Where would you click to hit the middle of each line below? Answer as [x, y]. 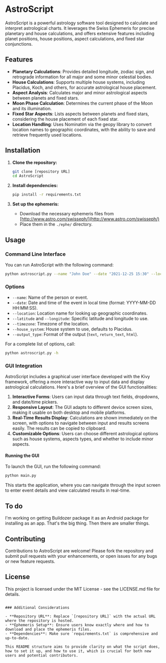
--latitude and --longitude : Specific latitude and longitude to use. [80, 319]
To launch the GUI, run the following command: [53, 466]
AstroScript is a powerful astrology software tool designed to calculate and [81, 23]
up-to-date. [17, 638]
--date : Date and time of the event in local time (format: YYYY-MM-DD [84, 303]
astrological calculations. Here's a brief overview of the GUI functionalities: [81, 387]
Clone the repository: [35, 162]
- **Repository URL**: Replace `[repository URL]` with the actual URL [80, 616]
